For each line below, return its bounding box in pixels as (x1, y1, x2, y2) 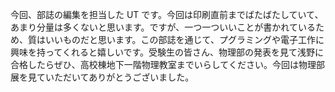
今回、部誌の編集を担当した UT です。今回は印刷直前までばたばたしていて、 (10, 9, 324, 20)
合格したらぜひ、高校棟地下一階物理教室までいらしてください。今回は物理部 (10, 59, 325, 70)
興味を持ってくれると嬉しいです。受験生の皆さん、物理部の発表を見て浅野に (10, 46, 325, 58)
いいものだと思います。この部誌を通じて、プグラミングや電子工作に (44, 34, 325, 45)
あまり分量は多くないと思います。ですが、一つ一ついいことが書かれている (10, 21, 316, 33)
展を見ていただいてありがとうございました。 (10, 71, 195, 83)
